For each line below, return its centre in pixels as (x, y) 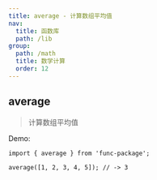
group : (19, 46)
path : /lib (34, 39)
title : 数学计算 (41, 62)
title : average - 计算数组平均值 (60, 16)
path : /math (36, 54)
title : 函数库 (38, 31)
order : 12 (32, 69)
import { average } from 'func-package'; (79, 153)
